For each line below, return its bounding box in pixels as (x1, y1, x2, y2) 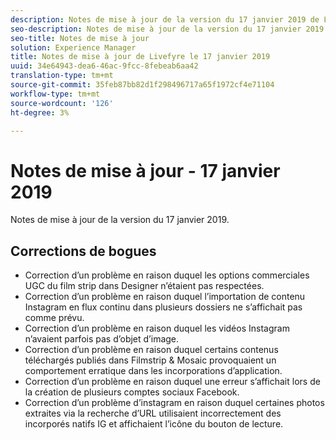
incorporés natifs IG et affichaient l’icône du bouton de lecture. (24, 418, 284, 430)
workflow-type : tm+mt (10, 89, 101, 99)
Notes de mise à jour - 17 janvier (10, 159, 281, 182)
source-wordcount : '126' (10, 98, 114, 108)
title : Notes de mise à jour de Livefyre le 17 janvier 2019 (10, 52, 271, 62)
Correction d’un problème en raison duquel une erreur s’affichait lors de (24, 376, 321, 388)
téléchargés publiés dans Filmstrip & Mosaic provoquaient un (24, 354, 277, 366)
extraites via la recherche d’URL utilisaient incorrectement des (24, 407, 282, 420)
